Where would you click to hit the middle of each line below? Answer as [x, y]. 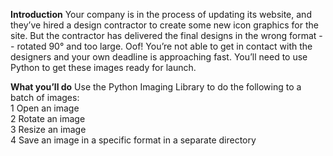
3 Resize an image [48, 129]
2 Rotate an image [48, 118]
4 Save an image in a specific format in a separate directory [133, 140]
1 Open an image [45, 108]
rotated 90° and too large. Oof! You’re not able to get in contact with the [164, 46]
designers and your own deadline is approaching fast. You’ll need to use [159, 57]
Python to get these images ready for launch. [103, 67]
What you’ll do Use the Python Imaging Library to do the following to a [156, 87]
